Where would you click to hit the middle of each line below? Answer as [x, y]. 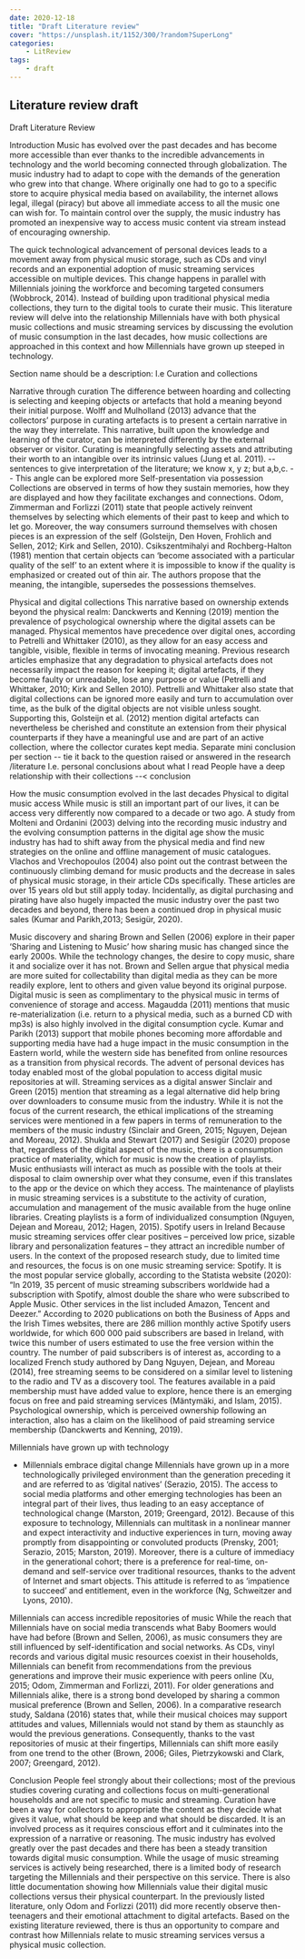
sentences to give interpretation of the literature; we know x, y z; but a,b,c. [149, 468]
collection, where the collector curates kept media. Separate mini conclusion [152, 747]
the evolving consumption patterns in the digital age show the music [137, 832]
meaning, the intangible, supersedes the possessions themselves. [133, 584]
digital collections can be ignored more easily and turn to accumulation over [151, 698]
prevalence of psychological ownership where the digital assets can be [143, 621]
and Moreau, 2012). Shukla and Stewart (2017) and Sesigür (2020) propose [150, 1140]
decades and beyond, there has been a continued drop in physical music [146, 909]
